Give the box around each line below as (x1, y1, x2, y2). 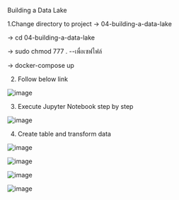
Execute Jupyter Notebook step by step (17, 102, 134, 110)
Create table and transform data (17, 130, 112, 138)
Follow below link (17, 75, 69, 83)
